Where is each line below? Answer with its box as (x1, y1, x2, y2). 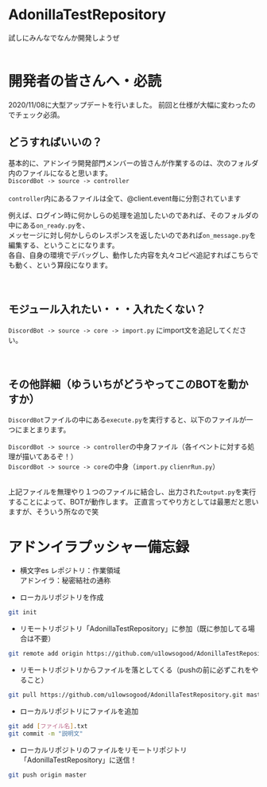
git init (8, 609, 37, 617)
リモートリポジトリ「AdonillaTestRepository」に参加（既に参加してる (19, 624, 249, 633)
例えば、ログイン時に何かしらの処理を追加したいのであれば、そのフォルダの (8, 210, 259, 220)
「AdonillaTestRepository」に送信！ (19, 754, 137, 765)
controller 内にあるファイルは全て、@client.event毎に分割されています (8, 193, 242, 203)
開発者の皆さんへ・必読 (8, 72, 162, 91)
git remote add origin (8, 650, 83, 658)
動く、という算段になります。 (14, 260, 113, 270)
